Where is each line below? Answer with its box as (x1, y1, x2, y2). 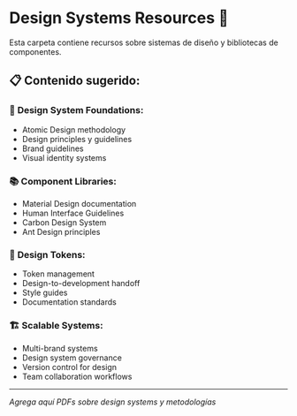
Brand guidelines (21, 143, 84, 154)
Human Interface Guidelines (21, 208, 125, 218)
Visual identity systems (21, 152, 107, 163)
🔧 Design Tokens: (9, 248, 86, 261)
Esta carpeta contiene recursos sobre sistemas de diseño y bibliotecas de (9, 37, 278, 48)
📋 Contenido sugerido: (9, 73, 141, 88)
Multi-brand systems (21, 343, 99, 353)
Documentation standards (21, 297, 117, 307)
